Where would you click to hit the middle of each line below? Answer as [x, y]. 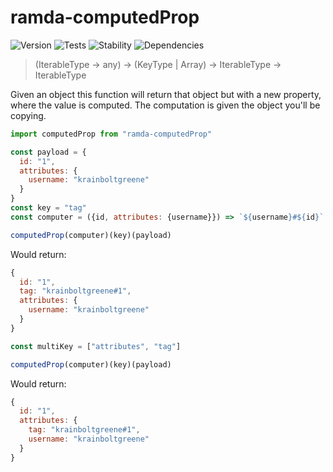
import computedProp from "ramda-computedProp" [111, 134]
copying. [28, 115]
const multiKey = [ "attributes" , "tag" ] [96, 346]
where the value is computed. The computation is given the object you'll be [165, 105]
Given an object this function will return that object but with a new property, [166, 94]
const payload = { [48, 152]
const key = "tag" [48, 208]
